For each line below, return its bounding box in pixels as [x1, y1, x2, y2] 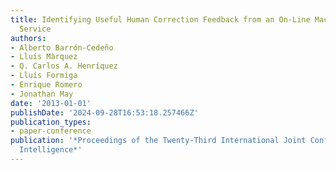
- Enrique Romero [10, 80, 83, 90]
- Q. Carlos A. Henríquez [10, 61, 118, 71]
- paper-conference [10, 126, 92, 136]
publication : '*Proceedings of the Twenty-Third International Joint [10, 136, 307, 146]
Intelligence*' [19, 145, 83, 155]
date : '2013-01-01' [10, 98, 92, 108]
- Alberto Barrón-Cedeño [10, 42, 114, 53]
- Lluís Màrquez [10, 52, 78, 62]
